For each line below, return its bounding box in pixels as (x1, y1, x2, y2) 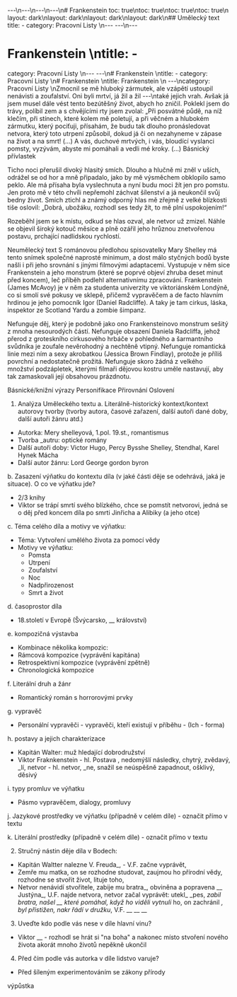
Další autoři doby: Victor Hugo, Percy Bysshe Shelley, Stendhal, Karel (17, 443, 219, 451)
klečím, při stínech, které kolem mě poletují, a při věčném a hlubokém (7, 114, 209, 122)
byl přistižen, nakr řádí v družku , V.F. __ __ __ (17, 905, 147, 914)
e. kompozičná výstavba (7, 629, 79, 638)
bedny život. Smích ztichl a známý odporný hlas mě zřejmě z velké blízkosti (7, 195, 228, 204)
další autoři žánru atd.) (17, 414, 83, 423)
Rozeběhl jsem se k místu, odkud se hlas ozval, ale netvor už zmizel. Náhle (7, 217, 226, 225)
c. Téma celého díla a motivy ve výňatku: (7, 521, 126, 530)
